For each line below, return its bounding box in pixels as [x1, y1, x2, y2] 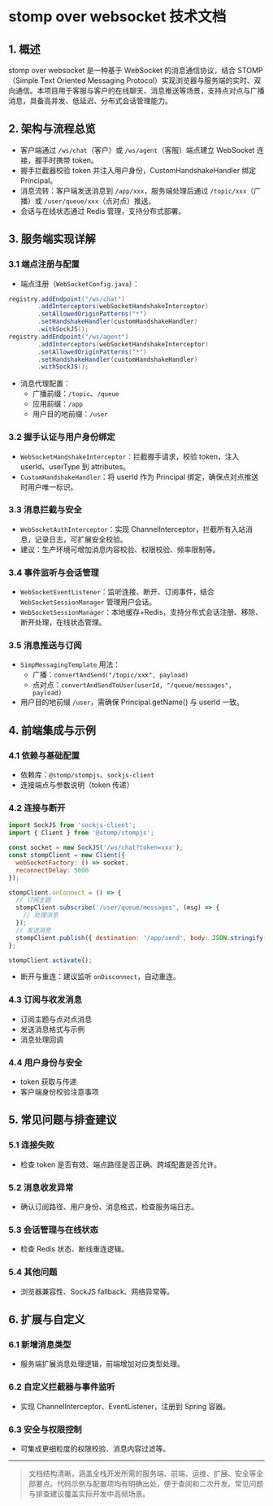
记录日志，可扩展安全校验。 [34, 534, 128, 544]
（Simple [8, 76, 39, 85]
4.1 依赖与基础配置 [8, 750, 80, 761]
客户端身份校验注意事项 [19, 1087, 99, 1097]
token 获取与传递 [19, 1077, 77, 1086]
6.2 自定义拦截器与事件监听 [8, 1382, 115, 1393]
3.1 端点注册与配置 [8, 259, 80, 270]
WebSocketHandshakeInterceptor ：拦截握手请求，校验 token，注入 [19, 451, 240, 461]
